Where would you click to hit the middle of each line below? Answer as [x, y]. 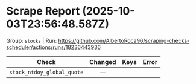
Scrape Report [43, 11]
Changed [103, 62]
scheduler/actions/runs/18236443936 [54, 47]
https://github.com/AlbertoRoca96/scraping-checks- [124, 40]
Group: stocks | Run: [32, 40]
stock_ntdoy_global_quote [46, 72]
